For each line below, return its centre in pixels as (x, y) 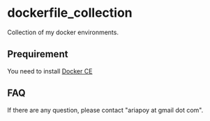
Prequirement (38, 54)
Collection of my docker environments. (63, 32)
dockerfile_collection (70, 13)
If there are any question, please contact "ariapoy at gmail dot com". (105, 110)
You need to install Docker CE (50, 71)
